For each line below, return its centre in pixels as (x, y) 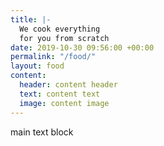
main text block (42, 132)
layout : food (37, 66)
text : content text (60, 94)
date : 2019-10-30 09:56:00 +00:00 (82, 47)
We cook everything (60, 29)
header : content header (68, 85)
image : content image (64, 103)
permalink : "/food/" (53, 57)
